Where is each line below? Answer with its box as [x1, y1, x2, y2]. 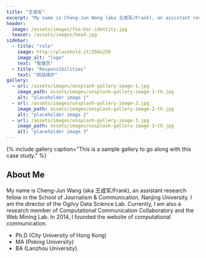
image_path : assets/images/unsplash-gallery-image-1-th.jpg [17, 89, 174, 95]
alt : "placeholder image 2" [17, 112, 89, 118]
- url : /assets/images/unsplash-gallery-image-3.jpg [12, 117, 150, 123]
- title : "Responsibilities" [12, 66, 86, 72]
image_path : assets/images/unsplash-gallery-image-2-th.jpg [17, 105, 174, 112]
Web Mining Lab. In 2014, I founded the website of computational [6, 213, 171, 221]
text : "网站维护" [17, 72, 58, 78]
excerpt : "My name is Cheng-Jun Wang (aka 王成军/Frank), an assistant [6, 15, 191, 21]
